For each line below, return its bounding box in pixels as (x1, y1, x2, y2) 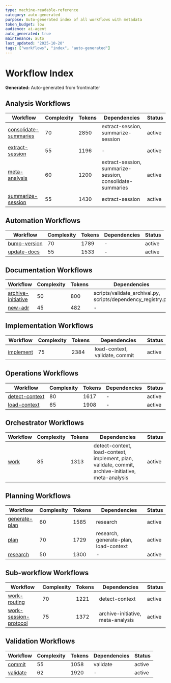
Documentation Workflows (5, 266, 93, 274)
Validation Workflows (5, 637, 75, 646)
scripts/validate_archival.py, (93, 290, 160, 296)
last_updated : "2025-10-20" (5, 41, 65, 46)
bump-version (8, 240, 43, 247)
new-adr (8, 304, 30, 311)
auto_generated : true (5, 31, 51, 36)
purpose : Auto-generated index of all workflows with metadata (5, 17, 142, 22)
